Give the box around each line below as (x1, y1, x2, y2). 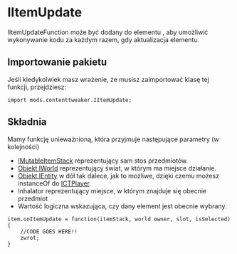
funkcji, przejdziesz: (7, 83, 66, 91)
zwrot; (20, 234, 40, 241)
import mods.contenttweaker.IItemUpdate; (7, 96, 132, 103)
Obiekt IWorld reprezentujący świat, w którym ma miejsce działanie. (17, 163, 217, 172)
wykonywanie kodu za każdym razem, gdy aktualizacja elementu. (7, 35, 200, 44)
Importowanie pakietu (7, 56, 107, 68)
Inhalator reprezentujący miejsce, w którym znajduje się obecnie (17, 186, 207, 195)
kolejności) (7, 142, 40, 151)
